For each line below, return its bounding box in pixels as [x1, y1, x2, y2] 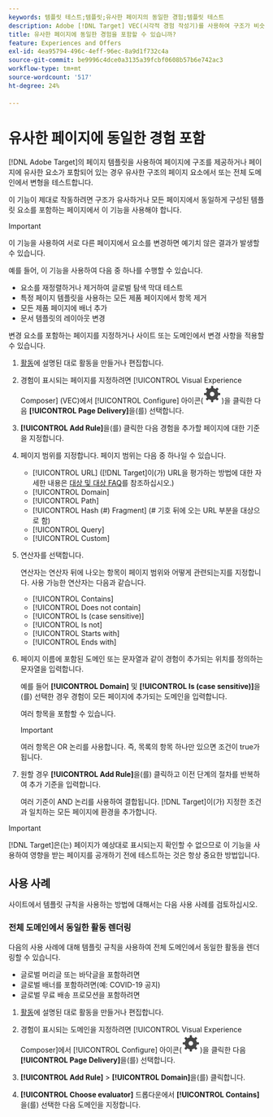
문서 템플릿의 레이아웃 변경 [19, 313, 106, 323]
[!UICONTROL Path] [32, 496, 99, 506]
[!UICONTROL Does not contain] [32, 603, 141, 613]
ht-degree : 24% [8, 81, 60, 89]
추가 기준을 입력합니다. [28, 779, 102, 789]
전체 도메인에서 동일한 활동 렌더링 [8, 922, 132, 933]
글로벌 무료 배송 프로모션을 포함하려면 [19, 989, 141, 1000]
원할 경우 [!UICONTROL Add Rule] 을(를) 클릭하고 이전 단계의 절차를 [19, 770, 239, 779]
